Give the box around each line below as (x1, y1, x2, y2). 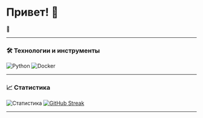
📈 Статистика (6, 84, 50, 92)
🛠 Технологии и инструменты (6, 46, 100, 55)
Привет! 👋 (6, 5, 59, 19)
